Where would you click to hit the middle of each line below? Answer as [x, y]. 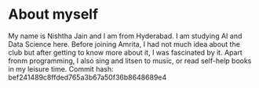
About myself [53, 14]
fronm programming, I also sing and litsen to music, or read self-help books [130, 61]
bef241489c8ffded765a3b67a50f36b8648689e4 [88, 77]
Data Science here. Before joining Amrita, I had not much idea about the [124, 44]
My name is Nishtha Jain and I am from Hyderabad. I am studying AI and [125, 36]
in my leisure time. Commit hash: [61, 69]
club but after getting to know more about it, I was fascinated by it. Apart [126, 52]
